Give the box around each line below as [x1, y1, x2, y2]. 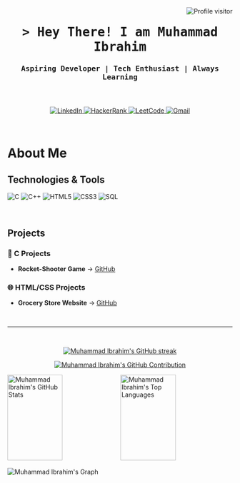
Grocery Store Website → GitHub [17, 299, 118, 307]
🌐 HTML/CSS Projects [7, 282, 86, 292]
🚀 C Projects [7, 248, 51, 258]
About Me [7, 146, 67, 161]
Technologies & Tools [7, 173, 105, 185]
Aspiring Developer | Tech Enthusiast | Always [21, 64, 219, 73]
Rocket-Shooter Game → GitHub [17, 264, 116, 273]
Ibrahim [93, 39, 146, 55]
